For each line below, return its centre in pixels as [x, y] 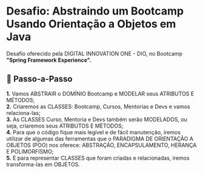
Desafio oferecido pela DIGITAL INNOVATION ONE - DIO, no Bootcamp [95, 53]
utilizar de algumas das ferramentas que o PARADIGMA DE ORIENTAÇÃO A [100, 139]
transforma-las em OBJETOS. [43, 164]
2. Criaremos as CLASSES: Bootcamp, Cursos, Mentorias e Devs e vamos [98, 106]
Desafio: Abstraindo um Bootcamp [95, 11]
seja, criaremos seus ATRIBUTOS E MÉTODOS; [65, 126]
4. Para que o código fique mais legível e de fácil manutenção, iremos [93, 132]
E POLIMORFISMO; [30, 151]
